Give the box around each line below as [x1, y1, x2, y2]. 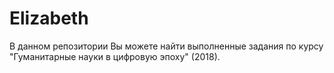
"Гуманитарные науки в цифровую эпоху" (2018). [9, 50, 221, 62]
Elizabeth [9, 7, 89, 30]
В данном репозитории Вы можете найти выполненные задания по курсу [9, 40, 324, 52]
